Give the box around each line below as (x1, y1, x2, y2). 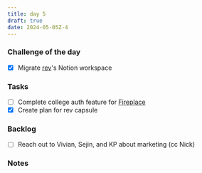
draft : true (7, 17, 43, 24)
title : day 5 (7, 10, 46, 18)
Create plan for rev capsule (17, 106, 98, 115)
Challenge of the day (7, 47, 81, 57)
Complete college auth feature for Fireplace (17, 98, 146, 107)
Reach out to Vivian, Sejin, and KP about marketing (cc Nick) (17, 140, 196, 149)
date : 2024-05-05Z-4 (7, 23, 69, 31)
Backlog (7, 124, 37, 134)
